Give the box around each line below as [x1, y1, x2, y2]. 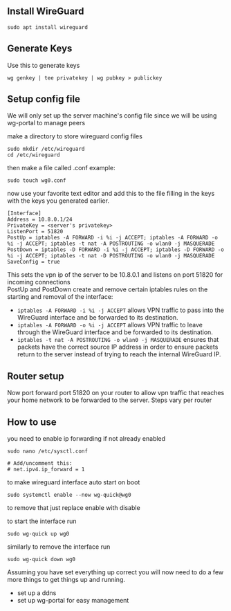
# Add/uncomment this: [7, 460, 73, 467]
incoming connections [7, 278, 71, 286]
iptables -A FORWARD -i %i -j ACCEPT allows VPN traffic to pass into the [17, 306, 225, 314]
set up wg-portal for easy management [17, 596, 129, 605]
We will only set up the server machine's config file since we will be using [7, 111, 217, 120]
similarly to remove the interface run [7, 542, 111, 551]
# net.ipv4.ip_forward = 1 [7, 466, 85, 473]
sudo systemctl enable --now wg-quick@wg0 [7, 491, 131, 499]
